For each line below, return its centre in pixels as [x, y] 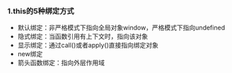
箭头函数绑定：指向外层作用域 [61, 63]
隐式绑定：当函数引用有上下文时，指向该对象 [83, 36]
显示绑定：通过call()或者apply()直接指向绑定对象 [88, 45]
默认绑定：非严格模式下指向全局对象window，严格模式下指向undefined [121, 28]
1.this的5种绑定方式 [41, 11]
